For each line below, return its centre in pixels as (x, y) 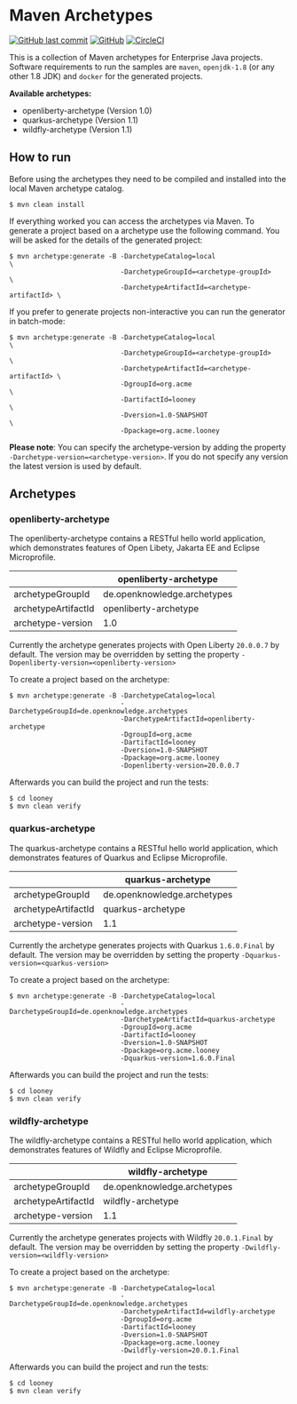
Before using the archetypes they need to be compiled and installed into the (148, 179)
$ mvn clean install (47, 204)
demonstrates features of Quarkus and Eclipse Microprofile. (118, 858)
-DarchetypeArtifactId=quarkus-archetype (198, 1019)
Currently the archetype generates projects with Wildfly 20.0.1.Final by (141, 1238)
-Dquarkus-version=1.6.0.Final (178, 1058)
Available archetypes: (51, 93)
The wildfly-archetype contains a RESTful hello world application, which (141, 1141)
